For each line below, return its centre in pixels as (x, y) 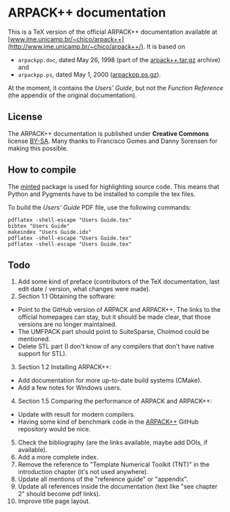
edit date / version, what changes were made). (84, 289)
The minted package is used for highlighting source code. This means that (114, 186)
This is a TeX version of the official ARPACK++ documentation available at (113, 32)
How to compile (42, 170)
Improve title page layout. (54, 501)
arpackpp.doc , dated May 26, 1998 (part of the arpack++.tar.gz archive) (119, 59)
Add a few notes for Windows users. (69, 388)
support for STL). (42, 354)
